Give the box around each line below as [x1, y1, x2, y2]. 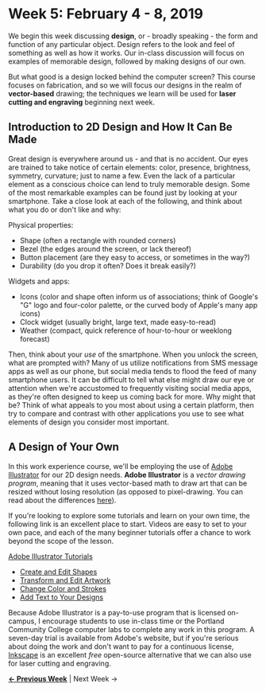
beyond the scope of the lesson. [8, 536, 114, 545]
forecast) [19, 334, 50, 343]
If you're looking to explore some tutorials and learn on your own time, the [8, 510, 250, 520]
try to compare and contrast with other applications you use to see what [8, 408, 245, 418]
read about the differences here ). [8, 495, 117, 505]
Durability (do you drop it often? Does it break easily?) [19, 260, 197, 271]
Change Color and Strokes [19, 584, 107, 593]
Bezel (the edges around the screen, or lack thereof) [19, 244, 192, 253]
